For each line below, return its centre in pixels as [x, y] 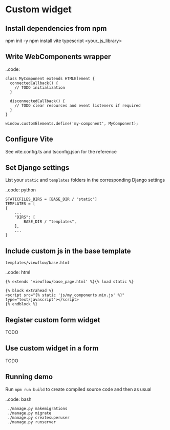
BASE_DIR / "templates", [50, 222]
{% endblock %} [22, 304]
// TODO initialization [40, 87]
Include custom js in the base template [68, 251]
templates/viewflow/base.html [38, 263]
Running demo [29, 377]
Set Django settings [37, 168]
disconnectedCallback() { [38, 101]
